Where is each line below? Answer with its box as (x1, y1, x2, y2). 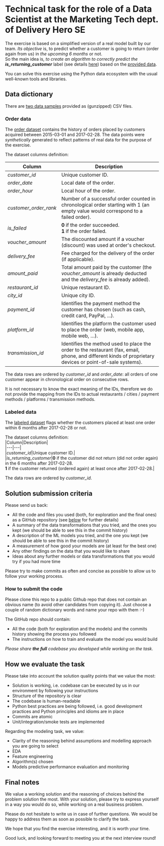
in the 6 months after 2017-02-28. (5, 460, 73, 466)
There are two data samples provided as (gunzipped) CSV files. (5, 103, 133, 109)
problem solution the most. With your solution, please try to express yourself (5, 797, 159, 802)
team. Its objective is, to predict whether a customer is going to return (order (5, 46, 159, 51)
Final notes (5, 778, 40, 786)
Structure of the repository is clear (12, 693, 82, 699)
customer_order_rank (7, 205, 57, 211)
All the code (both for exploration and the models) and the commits (12, 626, 147, 632)
